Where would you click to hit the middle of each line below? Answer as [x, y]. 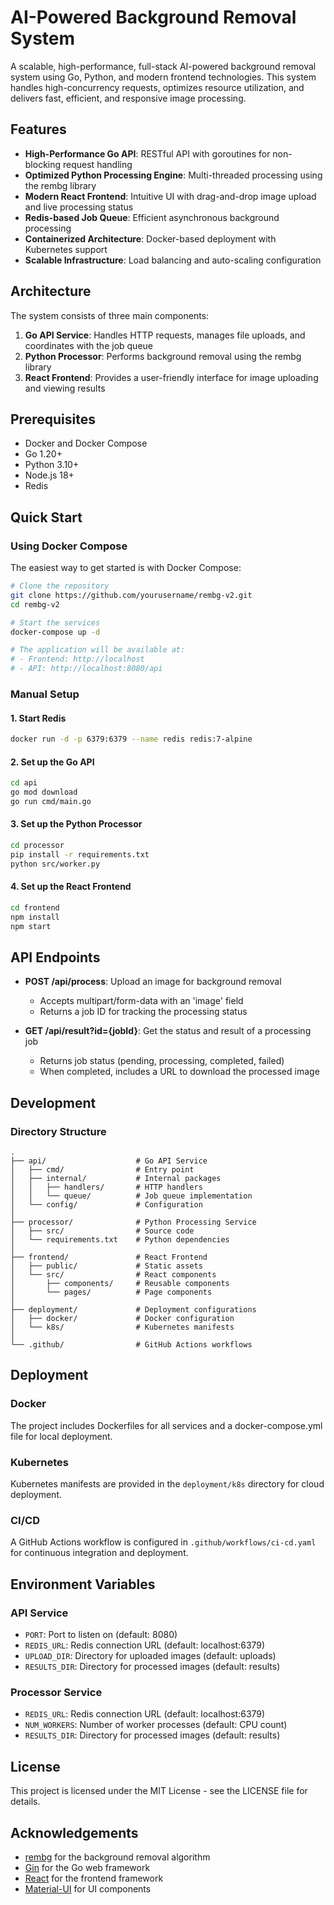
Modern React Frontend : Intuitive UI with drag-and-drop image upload [170, 196]
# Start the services [55, 622]
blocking [43, 164]
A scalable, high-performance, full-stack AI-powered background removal [163, 66]
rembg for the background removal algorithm [117, 1857]
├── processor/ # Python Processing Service [133, 1222]
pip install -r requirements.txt [80, 854]
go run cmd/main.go [51, 802]
